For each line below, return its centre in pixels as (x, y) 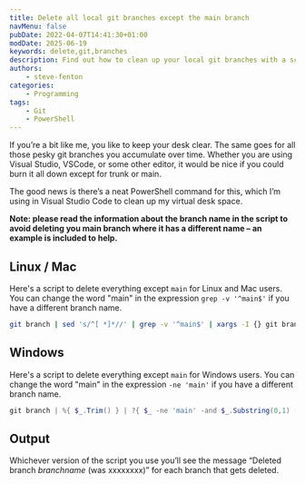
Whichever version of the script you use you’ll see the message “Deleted (146, 460)
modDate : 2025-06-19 (49, 43)
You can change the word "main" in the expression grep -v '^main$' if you (150, 298)
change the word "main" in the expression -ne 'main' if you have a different (151, 384)
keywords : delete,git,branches (69, 52)
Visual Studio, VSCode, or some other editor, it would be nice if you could (147, 164)
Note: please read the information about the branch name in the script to (149, 219)
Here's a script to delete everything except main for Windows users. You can (152, 374)
